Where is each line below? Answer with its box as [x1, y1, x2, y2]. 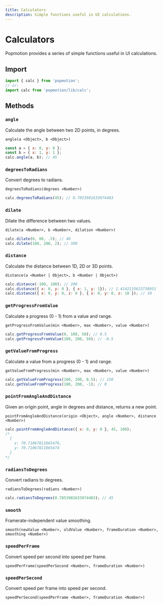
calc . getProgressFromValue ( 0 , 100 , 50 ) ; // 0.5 [5, 331, 107, 337]
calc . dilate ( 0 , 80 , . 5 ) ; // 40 [5, 236, 71, 241]
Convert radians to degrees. [5, 477, 63, 483]
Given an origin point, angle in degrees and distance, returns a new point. [5, 404, 157, 410]
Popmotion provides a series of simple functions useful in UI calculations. [5, 50, 157, 56]
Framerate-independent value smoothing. [5, 517, 92, 524]
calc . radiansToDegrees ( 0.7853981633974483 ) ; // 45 [5, 496, 114, 501]
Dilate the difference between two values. [5, 218, 92, 224]
